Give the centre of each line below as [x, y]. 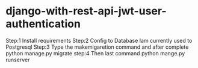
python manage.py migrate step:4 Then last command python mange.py [95, 53]
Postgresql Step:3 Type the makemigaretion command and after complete [97, 47]
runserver [18, 60]
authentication [43, 24]
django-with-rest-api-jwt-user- [86, 11]
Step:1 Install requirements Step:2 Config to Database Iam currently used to [99, 40]
